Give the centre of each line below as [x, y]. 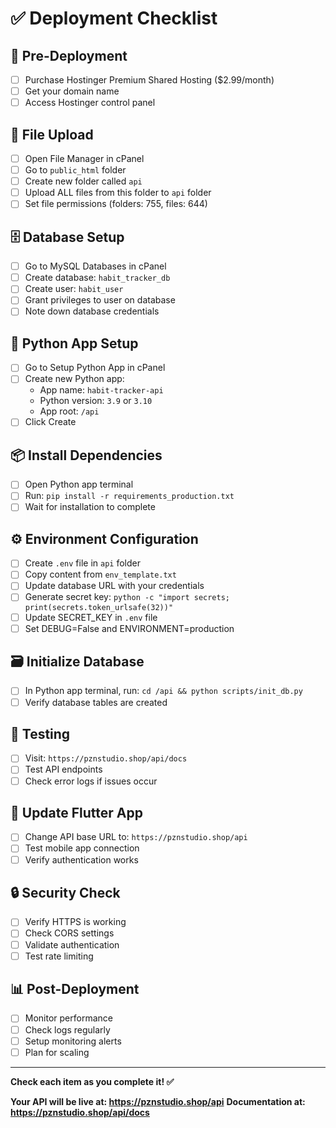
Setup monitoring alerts [73, 1041]
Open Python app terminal [79, 484]
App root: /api [69, 411]
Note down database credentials [92, 311]
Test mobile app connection [82, 848]
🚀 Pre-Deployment [69, 55]
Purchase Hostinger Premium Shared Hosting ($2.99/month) [149, 80]
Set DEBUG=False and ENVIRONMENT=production [129, 628]
